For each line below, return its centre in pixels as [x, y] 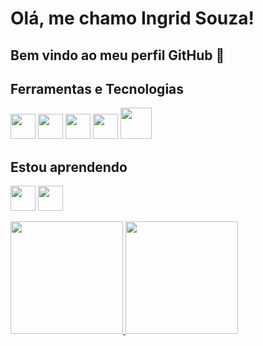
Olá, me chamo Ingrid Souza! [132, 18]
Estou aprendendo [69, 167]
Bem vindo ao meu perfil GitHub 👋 [117, 55]
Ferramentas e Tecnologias [97, 88]
